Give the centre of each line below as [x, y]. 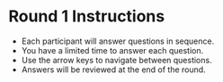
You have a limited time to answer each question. [112, 50]
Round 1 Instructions [87, 16]
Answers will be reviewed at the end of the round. [113, 70]
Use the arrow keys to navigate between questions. [116, 60]
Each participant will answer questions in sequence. [118, 41]
